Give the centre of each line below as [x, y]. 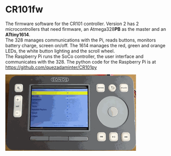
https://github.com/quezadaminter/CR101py [51, 67]
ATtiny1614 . [18, 34]
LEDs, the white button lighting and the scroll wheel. [60, 51]
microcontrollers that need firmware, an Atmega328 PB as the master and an [86, 29]
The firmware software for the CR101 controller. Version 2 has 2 [72, 24]
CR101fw [24, 9]
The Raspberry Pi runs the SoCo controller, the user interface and [74, 56]
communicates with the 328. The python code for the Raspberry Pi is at [81, 62]
